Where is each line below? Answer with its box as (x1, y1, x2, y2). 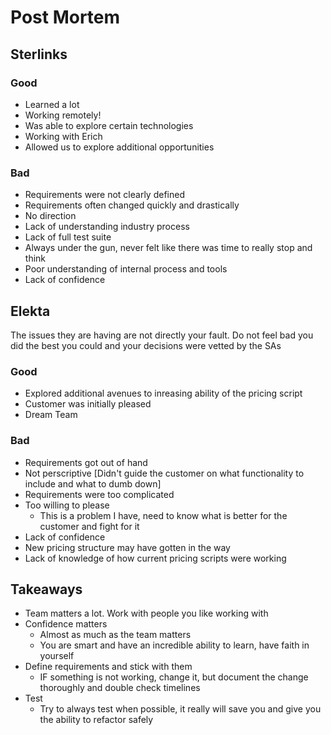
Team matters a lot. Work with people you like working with (24, 607, 269, 620)
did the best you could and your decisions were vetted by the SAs (10, 339, 282, 351)
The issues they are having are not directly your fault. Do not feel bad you (10, 329, 314, 341)
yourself (39, 650, 75, 662)
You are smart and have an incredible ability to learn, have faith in (39, 639, 310, 651)
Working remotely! (24, 109, 102, 121)
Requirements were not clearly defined (24, 189, 185, 201)
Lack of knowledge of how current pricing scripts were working (24, 552, 287, 564)
